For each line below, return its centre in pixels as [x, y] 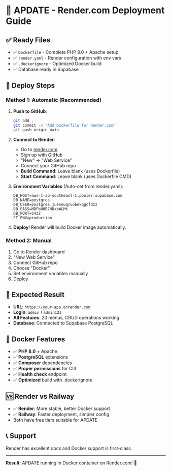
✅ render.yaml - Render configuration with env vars [67, 58]
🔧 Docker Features [36, 339]
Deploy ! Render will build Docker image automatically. [70, 227]
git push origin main [36, 130]
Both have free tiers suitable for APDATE [55, 420]
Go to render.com [39, 150]
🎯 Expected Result [35, 295]
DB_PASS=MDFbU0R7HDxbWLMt [40, 209]
